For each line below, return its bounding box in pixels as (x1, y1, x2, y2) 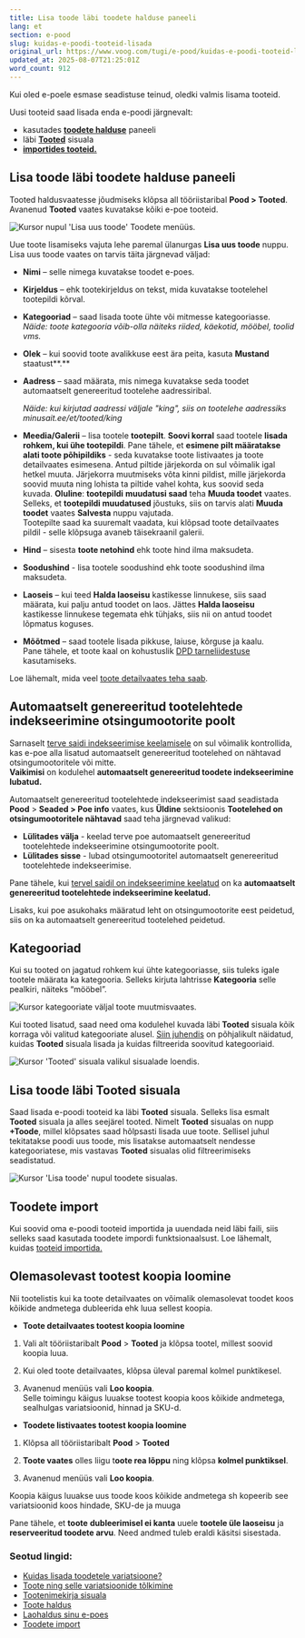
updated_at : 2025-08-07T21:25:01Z (9, 55, 141, 65)
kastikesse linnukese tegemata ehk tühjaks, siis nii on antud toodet (22, 608, 272, 619)
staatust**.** (22, 357, 71, 368)
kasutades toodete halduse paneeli (22, 124, 156, 135)
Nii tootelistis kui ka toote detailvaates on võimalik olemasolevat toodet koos (9, 1292, 294, 1303)
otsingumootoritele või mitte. (9, 757, 116, 768)
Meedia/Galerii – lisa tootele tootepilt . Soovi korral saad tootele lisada (22, 429, 288, 441)
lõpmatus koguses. (22, 618, 94, 628)
